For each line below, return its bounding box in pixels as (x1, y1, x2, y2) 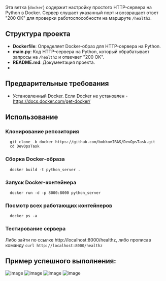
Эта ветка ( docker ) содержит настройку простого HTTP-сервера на (5, 5, 152, 10)
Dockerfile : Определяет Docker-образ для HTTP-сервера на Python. (12, 43, 161, 49)
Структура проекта (5, 30, 71, 38)
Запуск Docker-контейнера (5, 179, 77, 186)
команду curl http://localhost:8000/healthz (5, 242, 103, 248)
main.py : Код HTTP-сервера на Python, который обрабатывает (12, 48, 150, 55)
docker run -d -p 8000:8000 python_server (10, 190, 101, 195)
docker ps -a (10, 214, 38, 219)
